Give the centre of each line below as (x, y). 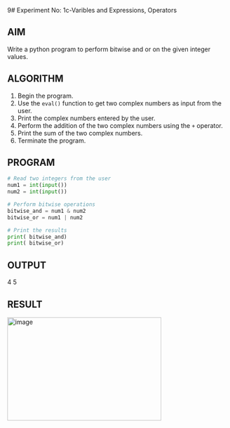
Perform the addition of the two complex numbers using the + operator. (120, 125)
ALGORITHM (35, 79)
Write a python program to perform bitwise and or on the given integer (109, 49)
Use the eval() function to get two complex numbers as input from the (120, 103)
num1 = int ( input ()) (38, 186)
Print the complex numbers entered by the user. (86, 118)
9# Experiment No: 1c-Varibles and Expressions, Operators (92, 10)
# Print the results (38, 230)
